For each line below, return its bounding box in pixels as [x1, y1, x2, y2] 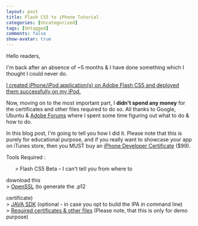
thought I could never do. [6, 70, 68, 77]
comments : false [6, 31, 46, 37]
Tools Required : [6, 154, 46, 160]
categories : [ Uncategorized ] [6, 20, 78, 25]
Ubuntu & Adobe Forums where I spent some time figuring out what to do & [6, 112, 190, 119]
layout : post [6, 8, 38, 15]
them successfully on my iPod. [6, 88, 81, 95]
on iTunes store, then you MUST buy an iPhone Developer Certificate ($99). [6, 143, 191, 149]
